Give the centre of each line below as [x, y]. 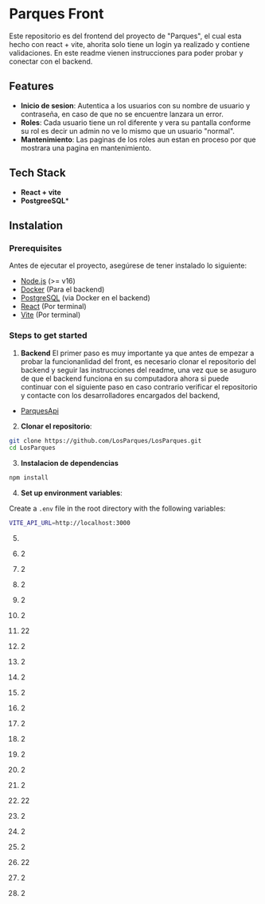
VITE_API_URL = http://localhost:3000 [70, 523]
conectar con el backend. [51, 61]
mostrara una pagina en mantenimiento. [86, 147]
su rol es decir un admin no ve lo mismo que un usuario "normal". [128, 131]
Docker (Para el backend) [62, 290]
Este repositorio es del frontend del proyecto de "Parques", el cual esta [125, 36]
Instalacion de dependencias [69, 464]
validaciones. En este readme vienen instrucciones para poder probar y [126, 53]
